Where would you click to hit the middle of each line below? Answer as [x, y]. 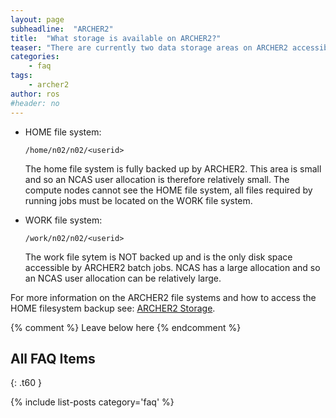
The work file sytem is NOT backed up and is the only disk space [158, 257]
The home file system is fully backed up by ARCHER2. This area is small [173, 168]
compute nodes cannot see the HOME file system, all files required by [168, 190]
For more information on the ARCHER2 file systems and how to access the [163, 297]
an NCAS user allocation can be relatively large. [123, 278]
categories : [35, 57]
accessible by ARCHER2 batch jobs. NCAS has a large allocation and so [172, 267]
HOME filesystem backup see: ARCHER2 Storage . [113, 308]
